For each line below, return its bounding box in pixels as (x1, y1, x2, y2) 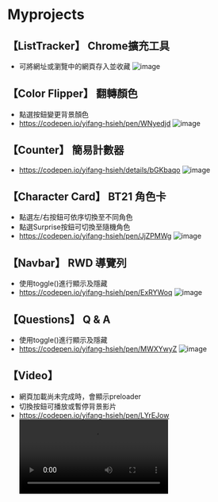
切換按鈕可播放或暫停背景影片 (18, 401, 117, 411)
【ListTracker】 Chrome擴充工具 (7, 39, 170, 52)
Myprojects (7, 6, 85, 24)
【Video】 (7, 369, 59, 382)
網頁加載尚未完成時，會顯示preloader (18, 391, 142, 401)
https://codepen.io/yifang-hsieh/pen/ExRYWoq (18, 288, 173, 297)
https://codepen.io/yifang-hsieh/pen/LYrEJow (18, 410, 170, 420)
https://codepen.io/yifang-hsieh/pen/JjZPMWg (18, 232, 172, 241)
